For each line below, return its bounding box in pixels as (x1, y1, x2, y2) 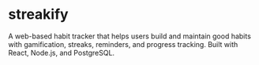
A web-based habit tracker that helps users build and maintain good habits (8, 31, 251, 41)
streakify (8, 5, 69, 23)
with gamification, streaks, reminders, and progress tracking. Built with (8, 39, 238, 49)
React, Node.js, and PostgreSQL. (8, 48, 115, 57)
